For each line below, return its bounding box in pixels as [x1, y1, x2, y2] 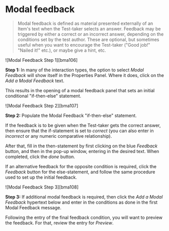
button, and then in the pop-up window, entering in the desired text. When [5, 148, 159, 154]
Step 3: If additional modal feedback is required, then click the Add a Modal [5, 194, 163, 200]
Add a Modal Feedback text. [5, 78, 65, 84]
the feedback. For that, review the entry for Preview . [5, 219, 114, 226]
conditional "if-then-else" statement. [5, 93, 82, 99]
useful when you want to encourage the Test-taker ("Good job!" [17, 42, 150, 48]
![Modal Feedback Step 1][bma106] [5, 57, 78, 63]
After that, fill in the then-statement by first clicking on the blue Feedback [5, 143, 158, 149]
